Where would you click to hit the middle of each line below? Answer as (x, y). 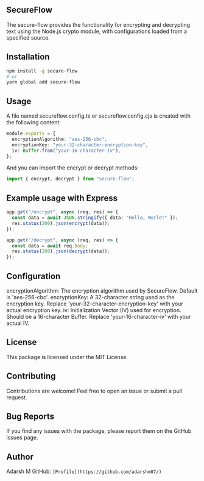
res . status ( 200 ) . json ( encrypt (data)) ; (61, 223)
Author (20, 457)
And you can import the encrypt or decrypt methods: (72, 168)
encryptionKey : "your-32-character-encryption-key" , (80, 145)
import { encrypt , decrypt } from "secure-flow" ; (71, 179)
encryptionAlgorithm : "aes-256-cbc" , (60, 139)
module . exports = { (31, 134)
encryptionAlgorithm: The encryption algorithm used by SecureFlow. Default (102, 290)
